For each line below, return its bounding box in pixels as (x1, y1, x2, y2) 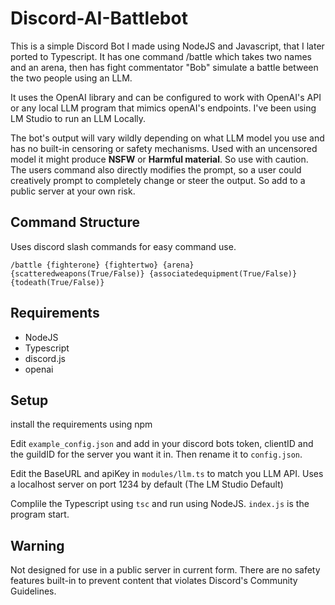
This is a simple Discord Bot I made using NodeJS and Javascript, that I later (10, 40, 325, 52)
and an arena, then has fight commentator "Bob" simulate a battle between (10, 61, 319, 73)
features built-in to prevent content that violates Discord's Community (10, 575, 298, 587)
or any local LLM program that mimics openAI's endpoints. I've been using (10, 102, 317, 114)
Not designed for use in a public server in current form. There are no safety (10, 564, 321, 576)
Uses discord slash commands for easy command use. (10, 240, 237, 252)
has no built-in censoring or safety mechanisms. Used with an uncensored (10, 142, 318, 154)
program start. (10, 508, 70, 521)
